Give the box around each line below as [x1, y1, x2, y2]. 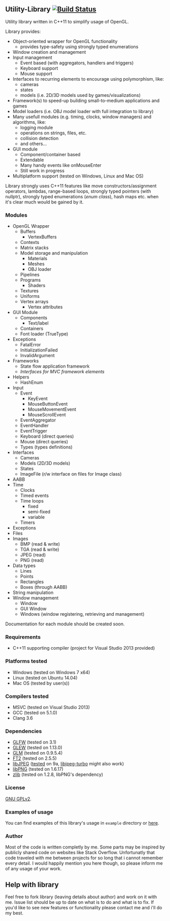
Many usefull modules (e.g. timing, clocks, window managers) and [12, 114, 152, 120]
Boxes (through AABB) [20, 584, 67, 590]
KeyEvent [27, 396, 48, 402]
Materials [27, 256, 47, 262]
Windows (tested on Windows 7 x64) [12, 669, 90, 675]
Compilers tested [5, 693, 49, 700]
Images [12, 536, 28, 542]
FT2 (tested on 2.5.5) [12, 755, 57, 761]
